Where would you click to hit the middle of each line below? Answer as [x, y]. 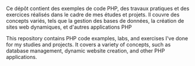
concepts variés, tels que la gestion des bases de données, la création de [95, 21]
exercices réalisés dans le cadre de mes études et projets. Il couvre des [93, 15]
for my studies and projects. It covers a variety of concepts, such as [88, 44]
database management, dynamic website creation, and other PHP [86, 51]
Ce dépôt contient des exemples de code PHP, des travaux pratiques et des [98, 8]
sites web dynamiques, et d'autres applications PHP [69, 27]
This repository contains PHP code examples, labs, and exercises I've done [97, 38]
